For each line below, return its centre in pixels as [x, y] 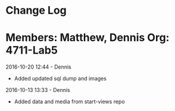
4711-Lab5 [32, 50]
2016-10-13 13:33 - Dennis [38, 90]
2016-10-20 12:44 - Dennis [39, 67]
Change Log [36, 10]
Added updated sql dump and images [60, 79]
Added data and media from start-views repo [70, 101]
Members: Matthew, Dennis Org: [87, 38]
